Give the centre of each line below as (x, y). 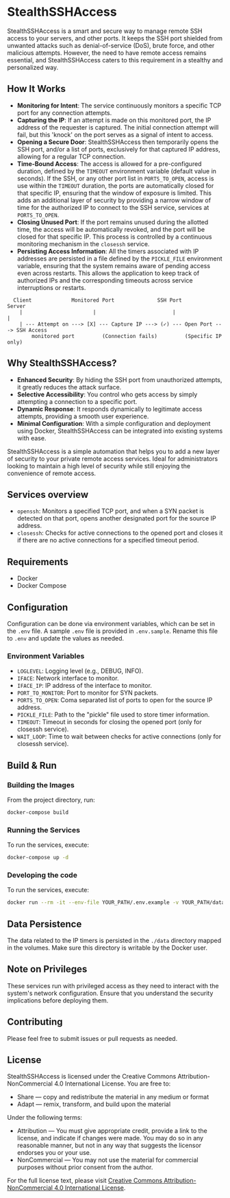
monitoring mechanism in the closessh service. (83, 243)
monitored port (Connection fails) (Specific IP (127, 336)
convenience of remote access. (52, 473)
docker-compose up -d (38, 858)
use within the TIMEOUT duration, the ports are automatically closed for (115, 185)
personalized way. (33, 67)
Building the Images (41, 784)
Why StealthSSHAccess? (62, 363)
